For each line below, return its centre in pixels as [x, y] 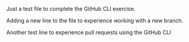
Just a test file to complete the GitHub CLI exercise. [71, 9]
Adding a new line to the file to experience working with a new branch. [95, 20]
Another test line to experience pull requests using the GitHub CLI [89, 32]
